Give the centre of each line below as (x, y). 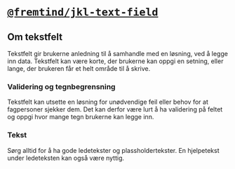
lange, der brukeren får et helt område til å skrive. (79, 68)
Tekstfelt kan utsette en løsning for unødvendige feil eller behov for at (108, 102)
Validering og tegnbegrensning (61, 86)
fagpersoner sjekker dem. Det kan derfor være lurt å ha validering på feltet (115, 109)
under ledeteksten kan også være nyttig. (66, 158)
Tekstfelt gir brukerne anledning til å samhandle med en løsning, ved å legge (117, 54)
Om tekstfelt (35, 37)
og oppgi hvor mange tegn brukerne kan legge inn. (81, 117)
